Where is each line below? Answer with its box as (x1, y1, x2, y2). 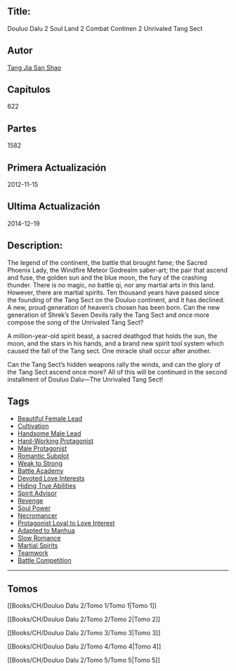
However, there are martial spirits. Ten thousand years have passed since (7, 288, 220, 297)
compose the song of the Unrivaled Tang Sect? (7, 318, 144, 326)
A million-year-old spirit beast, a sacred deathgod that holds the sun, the (7, 332, 218, 340)
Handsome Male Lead (17, 429, 81, 438)
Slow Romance (17, 533, 61, 542)
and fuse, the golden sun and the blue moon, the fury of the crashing (7, 273, 207, 282)
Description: (7, 240, 63, 252)
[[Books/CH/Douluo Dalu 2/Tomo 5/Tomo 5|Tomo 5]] (7, 656, 160, 665)
